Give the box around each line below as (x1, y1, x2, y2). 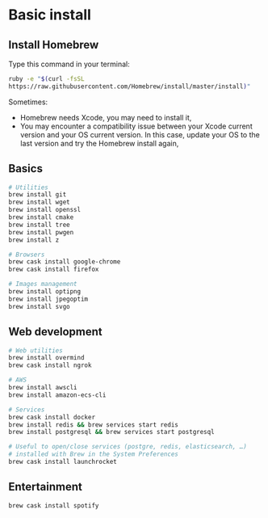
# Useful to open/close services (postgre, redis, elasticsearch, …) (8, 443, 248, 451)
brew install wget (8, 198, 70, 207)
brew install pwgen (8, 228, 74, 236)
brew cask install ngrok (8, 361, 92, 369)
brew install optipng (8, 288, 82, 296)
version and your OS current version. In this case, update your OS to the (19, 129, 260, 139)
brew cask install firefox (8, 265, 99, 274)
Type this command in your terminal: (8, 59, 131, 69)
